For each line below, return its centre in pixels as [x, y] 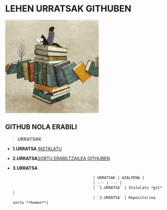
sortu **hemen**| [30, 203]
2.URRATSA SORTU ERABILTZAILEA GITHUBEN [61, 158]
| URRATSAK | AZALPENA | [119, 178]
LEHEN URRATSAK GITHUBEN [68, 9]
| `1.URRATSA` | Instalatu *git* [128, 188]
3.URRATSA [25, 168]
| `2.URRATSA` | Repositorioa [124, 198]
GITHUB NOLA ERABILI [41, 127]
